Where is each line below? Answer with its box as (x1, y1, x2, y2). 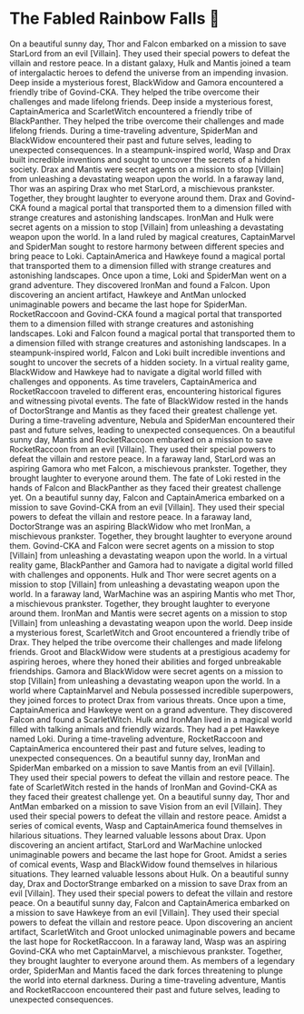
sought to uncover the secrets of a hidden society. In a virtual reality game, (9, 356, 290, 367)
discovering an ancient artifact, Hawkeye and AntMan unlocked (9, 289, 247, 300)
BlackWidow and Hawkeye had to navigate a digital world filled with (9, 366, 262, 377)
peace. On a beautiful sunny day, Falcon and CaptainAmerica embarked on (9, 897, 290, 908)
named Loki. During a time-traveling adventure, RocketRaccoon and (9, 733, 263, 744)
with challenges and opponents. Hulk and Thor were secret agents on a (9, 569, 277, 580)
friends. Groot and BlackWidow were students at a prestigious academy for (9, 646, 290, 657)
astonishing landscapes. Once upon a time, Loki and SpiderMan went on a (9, 270, 288, 281)
